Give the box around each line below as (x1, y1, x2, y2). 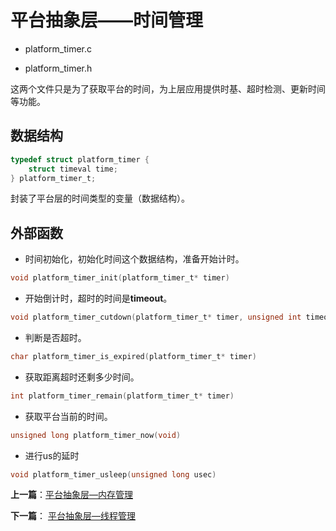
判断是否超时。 (24, 331, 87, 343)
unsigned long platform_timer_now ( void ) (10, 430, 182, 440)
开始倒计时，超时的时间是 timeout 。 (24, 292, 173, 305)
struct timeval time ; (28, 164, 118, 174)
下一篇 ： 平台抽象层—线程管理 (10, 510, 136, 522)
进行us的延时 (24, 449, 80, 461)
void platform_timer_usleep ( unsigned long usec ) (10, 469, 217, 480)
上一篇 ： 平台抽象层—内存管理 (10, 489, 133, 501)
